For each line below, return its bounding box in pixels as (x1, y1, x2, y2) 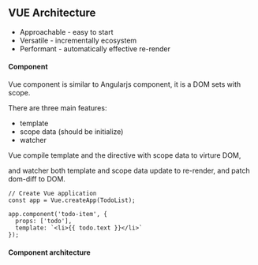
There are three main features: (8, 103, 107, 113)
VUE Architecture (8, 6, 96, 20)
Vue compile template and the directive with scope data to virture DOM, (8, 151, 241, 160)
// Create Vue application (8, 189, 97, 198)
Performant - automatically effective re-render (19, 43, 171, 54)
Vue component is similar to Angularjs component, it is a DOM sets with (8, 80, 241, 89)
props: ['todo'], (15, 217, 73, 226)
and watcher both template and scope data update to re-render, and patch (8, 166, 250, 176)
